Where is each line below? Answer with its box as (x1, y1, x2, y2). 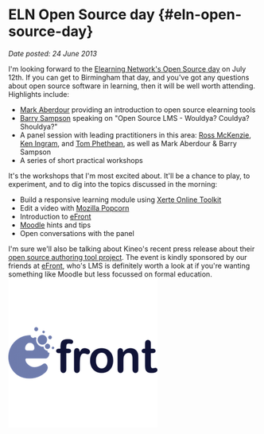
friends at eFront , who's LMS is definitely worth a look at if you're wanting (8, 261, 250, 270)
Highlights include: (8, 89, 70, 99)
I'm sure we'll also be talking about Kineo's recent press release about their (8, 244, 255, 254)
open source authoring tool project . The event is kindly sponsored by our (8, 252, 248, 262)
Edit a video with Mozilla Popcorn (19, 203, 130, 212)
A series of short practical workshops (19, 155, 143, 165)
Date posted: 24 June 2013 (8, 48, 98, 58)
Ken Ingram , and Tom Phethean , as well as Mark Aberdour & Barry (19, 138, 237, 148)
